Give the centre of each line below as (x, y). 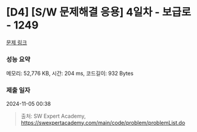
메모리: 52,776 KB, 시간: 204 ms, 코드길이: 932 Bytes (70, 73)
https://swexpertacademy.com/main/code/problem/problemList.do (103, 122)
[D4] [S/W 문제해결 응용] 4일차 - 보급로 (99, 12)
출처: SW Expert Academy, (53, 116)
